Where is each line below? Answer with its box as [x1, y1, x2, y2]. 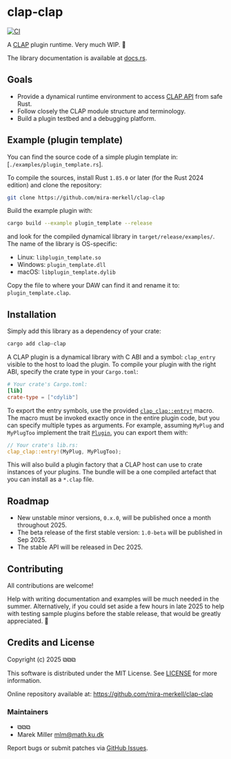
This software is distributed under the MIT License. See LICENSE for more [7, 668, 217, 677]
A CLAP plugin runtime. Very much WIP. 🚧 [7, 40, 126, 48]
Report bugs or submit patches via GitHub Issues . [7, 744, 148, 752]
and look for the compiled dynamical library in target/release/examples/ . [7, 232, 215, 241]
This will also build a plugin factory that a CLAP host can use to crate [7, 460, 203, 469]
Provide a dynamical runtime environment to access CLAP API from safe [17, 92, 223, 100]
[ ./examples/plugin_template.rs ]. [7, 160, 103, 168]
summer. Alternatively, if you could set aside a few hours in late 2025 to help [7, 602, 225, 610]
